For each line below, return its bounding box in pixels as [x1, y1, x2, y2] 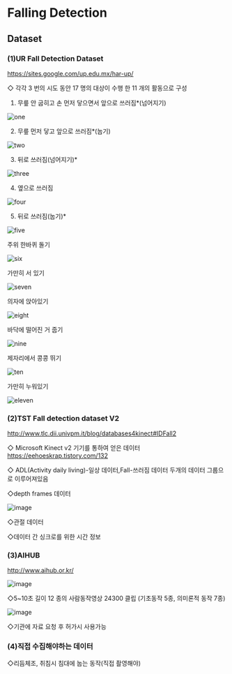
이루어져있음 [14, 474, 49, 483]
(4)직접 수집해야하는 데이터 [7, 642, 93, 652]
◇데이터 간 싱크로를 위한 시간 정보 [7, 532, 101, 541]
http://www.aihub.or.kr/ [7, 567, 75, 575]
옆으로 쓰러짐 [17, 184, 54, 192]
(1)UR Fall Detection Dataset [7, 54, 104, 63]
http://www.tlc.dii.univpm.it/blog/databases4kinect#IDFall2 [7, 429, 176, 437]
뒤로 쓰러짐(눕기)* [17, 211, 67, 220]
